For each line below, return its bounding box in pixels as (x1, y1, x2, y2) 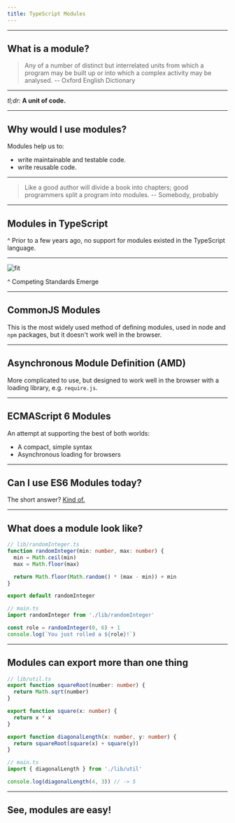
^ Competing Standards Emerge (7, 278, 99, 286)
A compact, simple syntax (17, 443, 92, 451)
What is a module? (7, 43, 90, 55)
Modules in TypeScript (7, 218, 108, 229)
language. (7, 243, 36, 253)
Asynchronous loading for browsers (17, 450, 121, 458)
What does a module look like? (7, 522, 143, 534)
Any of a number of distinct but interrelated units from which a (24, 61, 204, 70)
